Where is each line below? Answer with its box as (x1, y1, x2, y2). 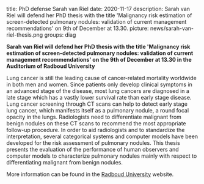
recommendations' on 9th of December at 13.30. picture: (6, 24, 149, 32)
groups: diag (44, 31, 76, 39)
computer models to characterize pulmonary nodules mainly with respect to (6, 152, 197, 160)
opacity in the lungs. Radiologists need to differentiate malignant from (6, 113, 182, 120)
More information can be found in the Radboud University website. (6, 171, 174, 178)
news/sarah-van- (150, 24, 194, 32)
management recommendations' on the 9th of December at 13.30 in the (6, 56, 192, 63)
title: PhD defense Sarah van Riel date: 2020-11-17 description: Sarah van (6, 6, 191, 12)
